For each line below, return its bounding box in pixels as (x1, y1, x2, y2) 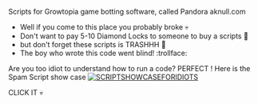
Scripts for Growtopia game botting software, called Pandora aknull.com (8, 7, 246, 16)
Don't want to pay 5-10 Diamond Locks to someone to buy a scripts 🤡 (19, 31, 249, 41)
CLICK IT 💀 (8, 88, 44, 97)
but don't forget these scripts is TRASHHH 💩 (19, 40, 166, 49)
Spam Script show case (8, 72, 86, 82)
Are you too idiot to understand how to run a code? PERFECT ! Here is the (8, 64, 251, 73)
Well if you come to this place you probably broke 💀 (19, 22, 189, 31)
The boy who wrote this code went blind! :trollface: (19, 48, 188, 58)
